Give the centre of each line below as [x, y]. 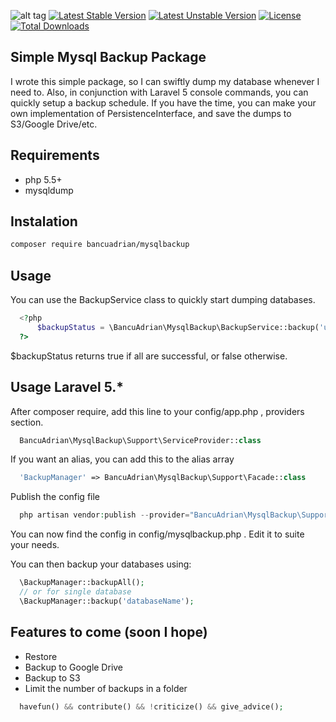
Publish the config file [55, 497]
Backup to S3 [52, 677]
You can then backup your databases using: [101, 564]
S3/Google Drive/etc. [54, 124]
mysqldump [49, 190]
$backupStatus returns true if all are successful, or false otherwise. [149, 356]
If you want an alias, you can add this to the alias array [122, 459]
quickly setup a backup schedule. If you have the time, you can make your [163, 102]
